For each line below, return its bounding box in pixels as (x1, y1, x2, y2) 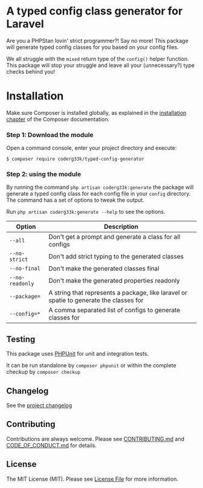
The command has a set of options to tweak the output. (6, 196, 144, 204)
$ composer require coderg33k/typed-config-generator (6, 156, 145, 162)
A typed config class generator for (6, 4, 183, 18)
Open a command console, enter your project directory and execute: (6, 144, 177, 152)
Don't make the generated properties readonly (48, 277, 180, 285)
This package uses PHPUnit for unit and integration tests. (6, 350, 149, 358)
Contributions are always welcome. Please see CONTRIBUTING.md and (6, 435, 185, 442)
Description (103, 222, 139, 231)
